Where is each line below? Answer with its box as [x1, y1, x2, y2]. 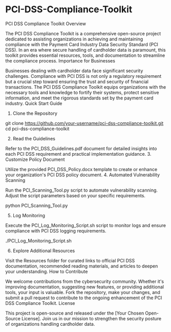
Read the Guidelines [12, 135, 55, 141]
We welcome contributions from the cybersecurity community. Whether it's [5, 278, 164, 284]
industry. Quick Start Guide [5, 100, 62, 106]
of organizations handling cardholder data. [5, 321, 95, 327]
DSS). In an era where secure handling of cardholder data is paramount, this [5, 47, 166, 53]
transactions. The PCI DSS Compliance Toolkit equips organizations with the [5, 84, 166, 90]
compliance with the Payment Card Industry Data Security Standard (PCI [5, 41, 159, 47]
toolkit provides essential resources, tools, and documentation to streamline [5, 52, 165, 58]
